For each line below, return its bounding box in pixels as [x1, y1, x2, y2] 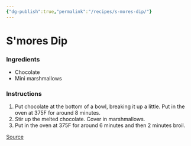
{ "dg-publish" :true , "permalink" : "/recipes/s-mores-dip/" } [6, 8, 152, 15]
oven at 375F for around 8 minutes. [14, 109, 101, 116]
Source [6, 134, 24, 141]
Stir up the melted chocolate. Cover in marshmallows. [14, 116, 145, 123]
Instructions [6, 90, 43, 98]
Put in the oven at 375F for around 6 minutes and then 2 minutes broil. [14, 122, 186, 129]
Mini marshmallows [14, 75, 62, 82]
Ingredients [6, 55, 40, 63]
